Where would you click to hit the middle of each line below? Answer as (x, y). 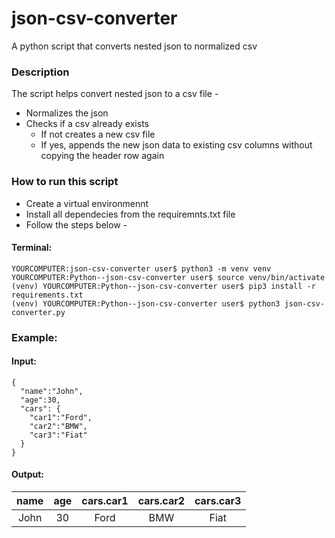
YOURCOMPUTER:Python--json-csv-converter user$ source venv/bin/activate (168, 277)
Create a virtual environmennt (87, 203)
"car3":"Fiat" (58, 435)
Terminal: (32, 248)
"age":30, (40, 400)
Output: (27, 474)
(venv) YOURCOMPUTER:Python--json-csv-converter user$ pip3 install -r (163, 286)
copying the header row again (102, 156)
